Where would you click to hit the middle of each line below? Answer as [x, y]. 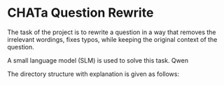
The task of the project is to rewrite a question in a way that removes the [112, 32]
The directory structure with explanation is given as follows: [93, 74]
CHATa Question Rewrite [80, 13]
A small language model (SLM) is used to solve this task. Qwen [98, 60]
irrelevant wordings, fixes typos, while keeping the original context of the [112, 39]
